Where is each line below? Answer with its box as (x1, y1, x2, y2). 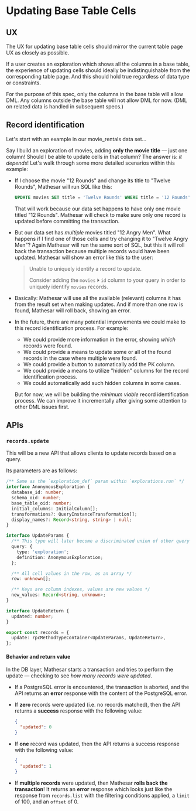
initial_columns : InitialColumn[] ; (11, 506, 98, 512)
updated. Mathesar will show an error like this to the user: (14, 254, 154, 261)
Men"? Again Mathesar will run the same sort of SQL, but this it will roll (14, 241, 185, 248)
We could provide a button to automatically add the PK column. (23, 360, 176, 367)
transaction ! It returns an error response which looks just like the (14, 785, 173, 792)
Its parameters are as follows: (6, 467, 78, 474)
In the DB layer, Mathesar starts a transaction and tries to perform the (6, 666, 174, 673)
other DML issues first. (14, 403, 70, 410)
